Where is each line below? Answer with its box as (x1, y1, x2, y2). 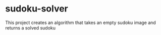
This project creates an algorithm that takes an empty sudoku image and (5, 19, 156, 25)
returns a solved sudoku (5, 24, 56, 30)
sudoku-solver (5, 3, 68, 14)
